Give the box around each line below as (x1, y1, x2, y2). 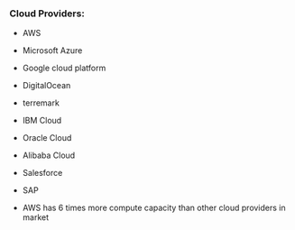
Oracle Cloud (22, 133, 72, 143)
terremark (22, 97, 60, 108)
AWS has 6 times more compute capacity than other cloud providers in (22, 202, 286, 214)
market (22, 212, 50, 223)
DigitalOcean (22, 80, 71, 91)
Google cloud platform (22, 62, 106, 74)
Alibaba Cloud (22, 150, 76, 161)
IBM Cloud (22, 115, 62, 126)
